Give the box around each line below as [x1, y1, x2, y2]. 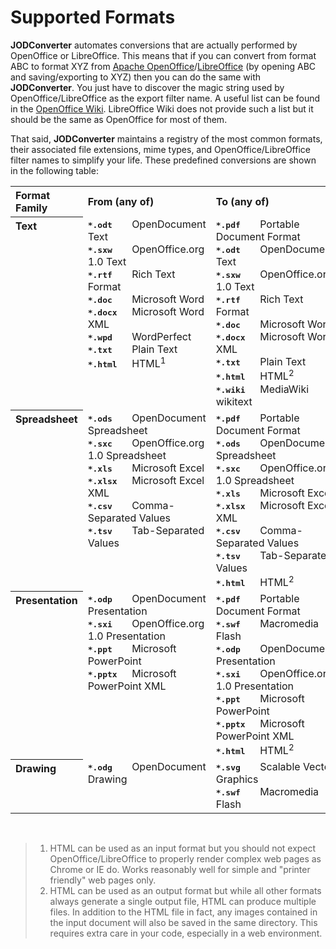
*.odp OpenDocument [87, 592, 207, 606]
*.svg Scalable [215, 760, 301, 774]
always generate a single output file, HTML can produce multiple [49, 896, 317, 908]
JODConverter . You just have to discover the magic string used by [10, 81, 285, 93]
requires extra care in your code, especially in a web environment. [49, 927, 323, 940]
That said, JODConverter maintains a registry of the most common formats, [10, 132, 323, 145]
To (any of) [215, 195, 270, 209]
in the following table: [10, 164, 99, 176]
